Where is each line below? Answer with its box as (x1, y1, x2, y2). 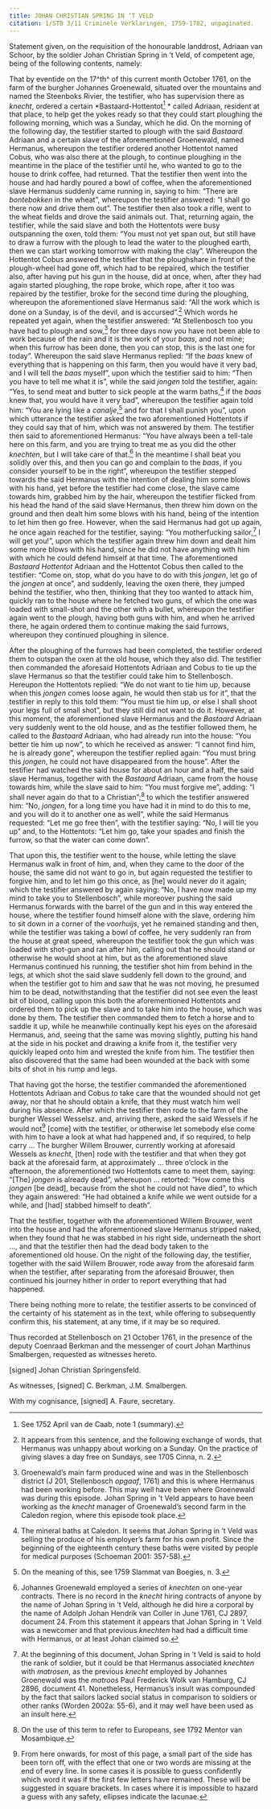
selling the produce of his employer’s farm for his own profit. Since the (20, 1535, 254, 1544)
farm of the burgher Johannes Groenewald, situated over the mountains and (9, 82, 262, 92)
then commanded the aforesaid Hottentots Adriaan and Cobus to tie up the (9, 662, 257, 672)
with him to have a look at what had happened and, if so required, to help (9, 1132, 252, 1142)
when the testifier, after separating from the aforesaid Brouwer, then (9, 1267, 235, 1277)
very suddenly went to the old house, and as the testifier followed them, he (9, 723, 257, 732)
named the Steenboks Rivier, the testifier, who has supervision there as (9, 91, 244, 100)
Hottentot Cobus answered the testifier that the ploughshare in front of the (9, 255, 256, 265)
